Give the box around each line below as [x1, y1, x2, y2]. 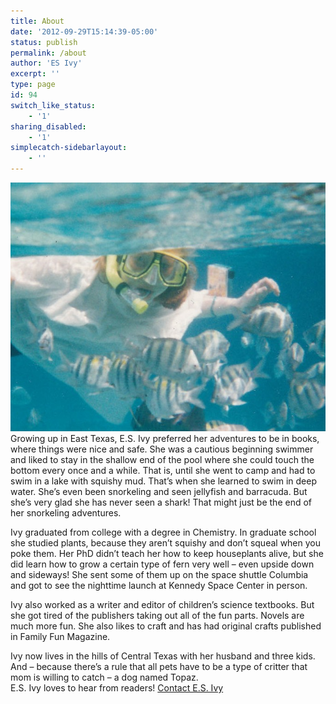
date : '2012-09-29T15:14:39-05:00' [10, 26, 159, 37]
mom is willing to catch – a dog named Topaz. [10, 671, 199, 684]
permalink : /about [10, 48, 87, 58]
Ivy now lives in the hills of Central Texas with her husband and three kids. [10, 650, 316, 662]
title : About [10, 16, 65, 26]
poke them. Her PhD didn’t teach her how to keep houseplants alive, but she [10, 548, 324, 560]
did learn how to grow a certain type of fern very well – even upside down [10, 558, 315, 570]
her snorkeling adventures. [10, 507, 122, 519]
